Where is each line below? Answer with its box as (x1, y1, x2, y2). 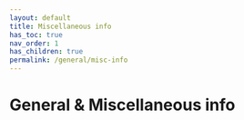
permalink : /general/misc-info (9, 55, 128, 65)
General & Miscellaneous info (9, 95, 236, 115)
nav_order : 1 (9, 38, 59, 48)
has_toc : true (9, 30, 64, 39)
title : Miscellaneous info (9, 22, 112, 31)
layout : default (9, 13, 71, 23)
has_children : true (9, 47, 84, 56)
